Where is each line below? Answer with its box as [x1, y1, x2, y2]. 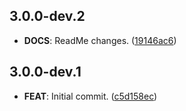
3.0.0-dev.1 [9, 64, 82, 81]
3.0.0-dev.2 [9, 8, 86, 25]
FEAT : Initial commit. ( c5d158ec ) [23, 90, 158, 102]
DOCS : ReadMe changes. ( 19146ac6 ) [23, 34, 177, 46]
